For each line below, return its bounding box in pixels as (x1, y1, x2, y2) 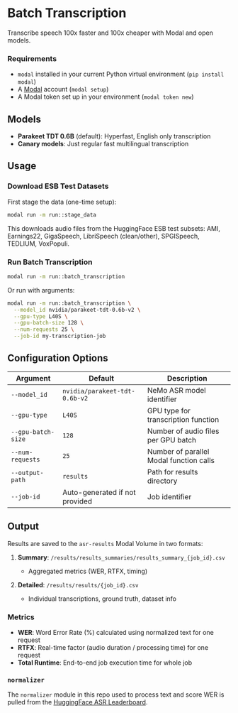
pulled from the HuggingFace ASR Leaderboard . (7, 698, 148, 707)
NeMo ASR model (147, 385, 207, 395)
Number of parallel (147, 446, 210, 456)
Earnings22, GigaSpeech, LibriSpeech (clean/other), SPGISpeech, (7, 232, 200, 240)
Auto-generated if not (62, 487, 136, 497)
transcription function (147, 414, 220, 424)
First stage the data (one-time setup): (7, 197, 117, 206)
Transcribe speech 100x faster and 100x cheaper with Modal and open (7, 28, 214, 37)
